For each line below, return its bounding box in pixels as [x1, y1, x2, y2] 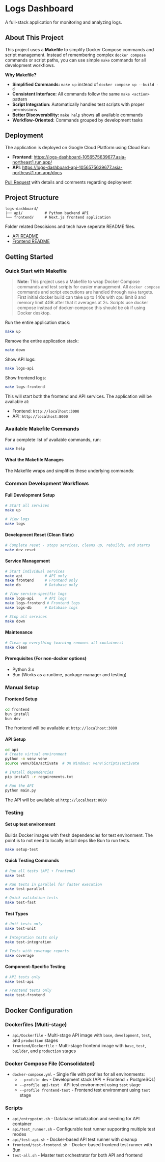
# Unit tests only [5, 921, 43, 927]
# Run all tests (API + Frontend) [5, 868, 76, 874]
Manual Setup [5, 684, 39, 691]
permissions [12, 106, 37, 112]
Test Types [5, 911, 28, 916]
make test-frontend [5, 993, 45, 998]
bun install [5, 712, 29, 717]
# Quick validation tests [5, 895, 58, 901]
